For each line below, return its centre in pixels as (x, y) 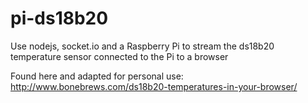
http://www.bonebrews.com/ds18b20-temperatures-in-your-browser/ (154, 86)
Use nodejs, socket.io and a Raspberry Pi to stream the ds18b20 (142, 46)
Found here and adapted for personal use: (97, 76)
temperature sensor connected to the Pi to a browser (119, 56)
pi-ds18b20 (59, 18)
